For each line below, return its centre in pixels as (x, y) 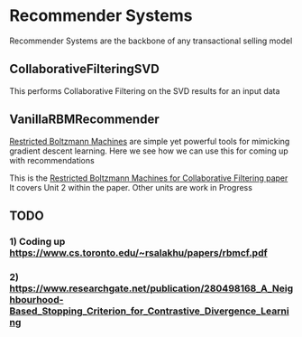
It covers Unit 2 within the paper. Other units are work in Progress (131, 187)
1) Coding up (37, 241)
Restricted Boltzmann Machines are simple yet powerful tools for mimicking (150, 141)
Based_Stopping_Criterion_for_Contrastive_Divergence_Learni (150, 311)
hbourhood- (37, 299)
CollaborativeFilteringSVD (84, 69)
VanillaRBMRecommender (84, 120)
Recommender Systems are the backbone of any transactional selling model (151, 41)
